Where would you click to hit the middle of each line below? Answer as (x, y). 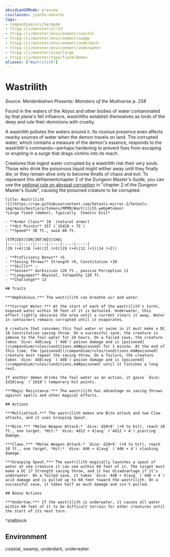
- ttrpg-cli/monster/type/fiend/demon (46, 57)
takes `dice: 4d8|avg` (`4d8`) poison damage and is (62, 360)
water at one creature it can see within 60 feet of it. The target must (85, 467)
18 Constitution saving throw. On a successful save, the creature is (82, 333)
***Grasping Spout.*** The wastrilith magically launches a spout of (81, 462)
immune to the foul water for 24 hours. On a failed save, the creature (84, 338)
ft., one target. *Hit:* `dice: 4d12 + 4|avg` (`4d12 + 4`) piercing (81, 431)
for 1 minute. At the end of (134, 346)
